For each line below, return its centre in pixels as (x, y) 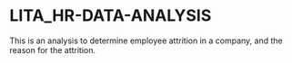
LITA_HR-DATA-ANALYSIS (111, 16)
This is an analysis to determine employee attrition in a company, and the (146, 40)
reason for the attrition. (53, 49)
